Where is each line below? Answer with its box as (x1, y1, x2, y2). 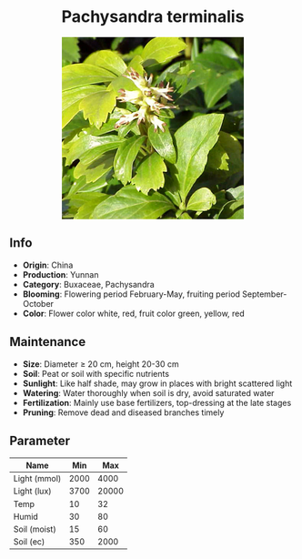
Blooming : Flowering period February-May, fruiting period (22, 289, 241, 300)
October (22, 298, 55, 309)
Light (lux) (13, 485, 52, 497)
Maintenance (9, 334, 86, 350)
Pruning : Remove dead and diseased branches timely (22, 407, 225, 418)
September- (242, 289, 287, 300)
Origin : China (22, 259, 74, 270)
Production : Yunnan (22, 269, 99, 279)
